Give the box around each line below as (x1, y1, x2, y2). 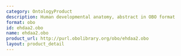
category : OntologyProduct (6, 8, 73, 15)
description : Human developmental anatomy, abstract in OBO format (6, 14, 176, 20)
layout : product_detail (6, 41, 65, 47)
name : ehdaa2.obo (6, 30, 49, 36)
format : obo (6, 19, 35, 25)
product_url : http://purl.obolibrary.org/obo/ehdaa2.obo (6, 36, 149, 41)
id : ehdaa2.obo (6, 24, 44, 31)
